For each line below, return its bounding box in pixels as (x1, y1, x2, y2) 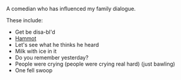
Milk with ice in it (14, 48, 57, 55)
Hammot (14, 35, 37, 42)
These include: (6, 17, 43, 23)
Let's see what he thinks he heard (14, 42, 99, 48)
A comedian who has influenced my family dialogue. (6, 5, 136, 12)
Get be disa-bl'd (14, 28, 55, 35)
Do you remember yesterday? (14, 54, 89, 61)
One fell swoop (14, 67, 53, 74)
